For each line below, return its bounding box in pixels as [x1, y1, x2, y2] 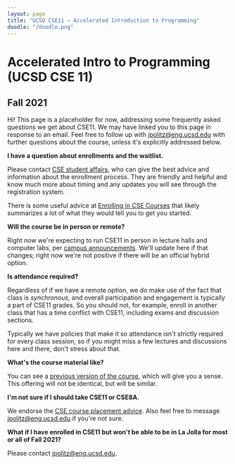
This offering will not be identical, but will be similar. [7, 379, 158, 388]
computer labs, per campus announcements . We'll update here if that [7, 244, 209, 252]
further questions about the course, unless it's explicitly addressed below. [7, 138, 222, 147]
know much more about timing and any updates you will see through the [7, 181, 217, 189]
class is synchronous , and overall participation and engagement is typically [7, 293, 225, 302]
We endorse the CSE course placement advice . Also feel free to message [7, 407, 220, 415]
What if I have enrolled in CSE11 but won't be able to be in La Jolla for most [7, 428, 228, 436]
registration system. [7, 188, 65, 196]
